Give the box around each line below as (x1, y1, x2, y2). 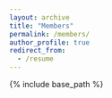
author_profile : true (9, 37, 90, 47)
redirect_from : (9, 46, 66, 55)
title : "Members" (9, 21, 74, 30)
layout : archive (9, 12, 70, 22)
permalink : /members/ (9, 29, 90, 38)
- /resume (17, 54, 54, 63)
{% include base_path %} (9, 79, 104, 89)
